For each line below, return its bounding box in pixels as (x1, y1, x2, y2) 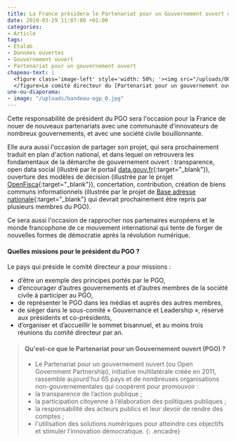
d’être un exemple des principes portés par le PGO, (17, 276, 166, 285)
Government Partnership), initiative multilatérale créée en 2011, (34, 368, 216, 376)
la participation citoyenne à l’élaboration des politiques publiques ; (34, 397, 227, 406)
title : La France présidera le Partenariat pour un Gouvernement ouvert (7, 10, 225, 18)
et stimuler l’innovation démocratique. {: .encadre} (34, 427, 181, 436)
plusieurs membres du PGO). (7, 203, 91, 210)
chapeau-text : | (7, 69, 55, 76)
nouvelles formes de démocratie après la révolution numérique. (7, 231, 191, 239)
